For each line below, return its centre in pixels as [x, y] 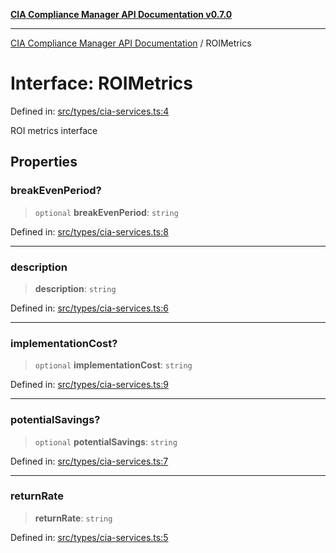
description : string [75, 288]
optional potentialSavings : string [106, 441]
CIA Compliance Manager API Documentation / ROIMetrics [131, 43]
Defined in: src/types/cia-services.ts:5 [89, 537]
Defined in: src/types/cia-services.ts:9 [89, 385]
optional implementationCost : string [113, 365]
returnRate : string [73, 518]
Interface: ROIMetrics [102, 83]
